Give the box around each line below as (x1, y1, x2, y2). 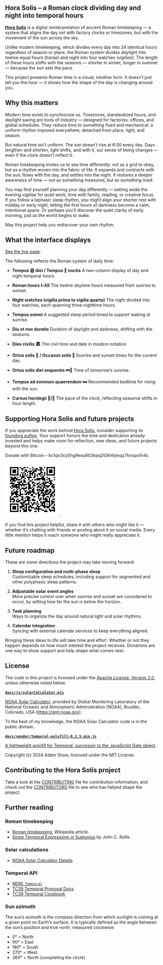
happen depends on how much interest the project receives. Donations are (5, 642, 155, 649)
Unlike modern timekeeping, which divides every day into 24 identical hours (5, 44, 157, 50)
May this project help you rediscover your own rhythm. (5, 221, 115, 228)
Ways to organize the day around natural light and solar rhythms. (12, 613, 142, 619)
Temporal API (5, 870, 38, 876)
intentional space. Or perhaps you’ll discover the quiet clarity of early (5, 207, 144, 213)
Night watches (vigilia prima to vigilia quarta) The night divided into (12, 297, 150, 303)
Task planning (12, 608, 42, 614)
